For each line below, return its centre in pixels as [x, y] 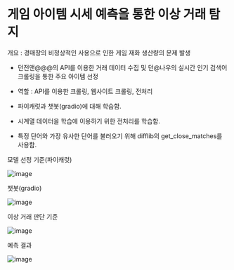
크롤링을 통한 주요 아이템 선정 [58, 76]
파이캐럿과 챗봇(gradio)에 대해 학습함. [69, 106]
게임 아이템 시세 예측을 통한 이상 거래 [106, 14]
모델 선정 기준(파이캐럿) [40, 159]
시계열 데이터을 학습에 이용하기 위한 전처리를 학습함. [89, 121]
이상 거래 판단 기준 [33, 216]
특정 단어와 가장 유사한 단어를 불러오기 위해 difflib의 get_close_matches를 [120, 136]
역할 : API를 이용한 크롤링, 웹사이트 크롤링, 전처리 [85, 91]
